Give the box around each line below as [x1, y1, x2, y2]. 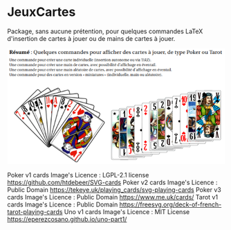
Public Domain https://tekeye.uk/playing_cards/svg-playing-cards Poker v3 [7, 185, 221, 194]
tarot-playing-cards [7, 207, 63, 215]
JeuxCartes [7, 4, 76, 20]
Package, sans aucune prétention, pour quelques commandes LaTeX [7, 27, 203, 35]
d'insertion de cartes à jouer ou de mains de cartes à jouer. [7, 34, 176, 42]
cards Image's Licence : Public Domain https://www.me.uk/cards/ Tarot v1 [7, 193, 219, 201]
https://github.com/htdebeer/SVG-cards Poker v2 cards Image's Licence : [7, 178, 218, 186]
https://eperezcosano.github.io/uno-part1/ [7, 215, 127, 223]
